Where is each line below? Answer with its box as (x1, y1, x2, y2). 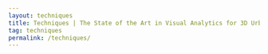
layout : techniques (8, 11, 73, 20)
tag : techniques (8, 26, 62, 34)
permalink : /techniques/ (8, 33, 91, 42)
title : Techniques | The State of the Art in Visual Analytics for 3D (8, 19, 248, 27)
